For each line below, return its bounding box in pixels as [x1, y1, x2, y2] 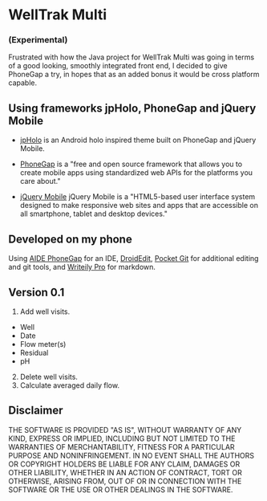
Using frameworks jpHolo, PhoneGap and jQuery [8, 101, 257, 115]
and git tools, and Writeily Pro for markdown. [8, 263, 156, 272]
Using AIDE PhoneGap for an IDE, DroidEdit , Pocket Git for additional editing [8, 254, 259, 263]
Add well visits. [19, 307, 71, 316]
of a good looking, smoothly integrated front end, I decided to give [8, 61, 228, 71]
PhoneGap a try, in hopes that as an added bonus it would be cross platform [8, 70, 260, 79]
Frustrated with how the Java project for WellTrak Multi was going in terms [8, 52, 255, 62]
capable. [8, 78, 38, 88]
